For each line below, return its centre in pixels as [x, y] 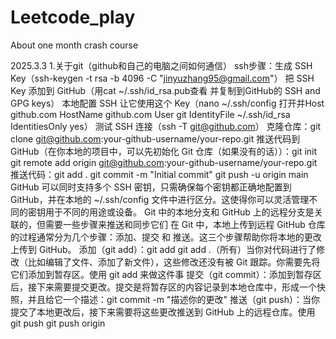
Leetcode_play [73, 17]
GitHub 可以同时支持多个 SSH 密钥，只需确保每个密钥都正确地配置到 [151, 187]
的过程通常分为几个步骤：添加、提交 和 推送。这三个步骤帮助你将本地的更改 [166, 237]
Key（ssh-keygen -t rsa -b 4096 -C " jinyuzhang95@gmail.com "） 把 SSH [162, 78]
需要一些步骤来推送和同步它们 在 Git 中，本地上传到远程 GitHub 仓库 [185, 224]
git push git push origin [58, 323]
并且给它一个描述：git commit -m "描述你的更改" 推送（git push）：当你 [173, 299]
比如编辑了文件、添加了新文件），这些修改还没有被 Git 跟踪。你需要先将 [174, 262]
